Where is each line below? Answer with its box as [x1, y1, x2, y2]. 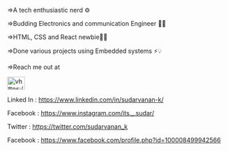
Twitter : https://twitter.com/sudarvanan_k [7, 122, 128, 131]
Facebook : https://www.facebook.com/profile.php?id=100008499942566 [7, 136, 221, 144]
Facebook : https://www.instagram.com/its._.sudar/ [7, 109, 155, 117]
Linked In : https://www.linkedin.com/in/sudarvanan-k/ [7, 95, 164, 104]
